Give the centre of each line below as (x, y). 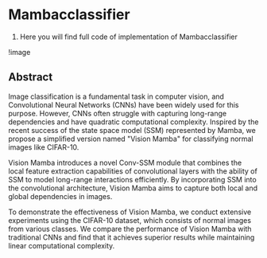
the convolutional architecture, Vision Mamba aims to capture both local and (133, 188)
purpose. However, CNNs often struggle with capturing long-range (118, 113)
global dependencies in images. (60, 196)
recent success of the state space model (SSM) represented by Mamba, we (132, 130)
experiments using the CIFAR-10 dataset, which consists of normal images (130, 220)
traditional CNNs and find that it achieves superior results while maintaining (132, 237)
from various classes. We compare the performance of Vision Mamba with (130, 229)
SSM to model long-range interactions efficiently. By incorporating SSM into (132, 179)
